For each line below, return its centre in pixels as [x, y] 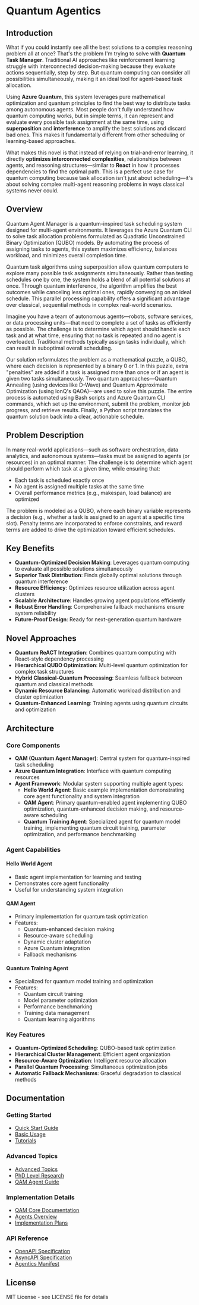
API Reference [27, 1238]
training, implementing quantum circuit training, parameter [95, 828]
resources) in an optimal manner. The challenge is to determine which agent [99, 462]
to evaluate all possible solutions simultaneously [74, 569]
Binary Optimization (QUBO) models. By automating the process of [88, 242]
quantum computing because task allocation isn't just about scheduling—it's [99, 178]
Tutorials [26, 1141]
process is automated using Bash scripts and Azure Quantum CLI [86, 397]
